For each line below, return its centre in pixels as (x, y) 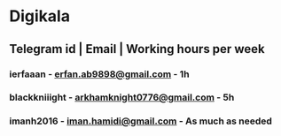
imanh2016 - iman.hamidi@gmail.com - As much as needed (141, 121)
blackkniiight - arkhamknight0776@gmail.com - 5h (122, 97)
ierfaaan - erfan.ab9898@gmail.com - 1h (99, 74)
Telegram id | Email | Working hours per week (137, 49)
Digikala (40, 16)
